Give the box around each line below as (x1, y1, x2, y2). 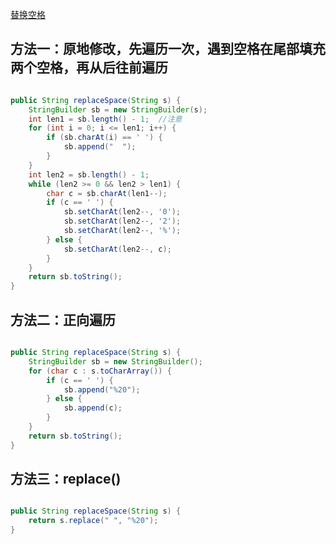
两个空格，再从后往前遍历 (10, 59, 168, 77)
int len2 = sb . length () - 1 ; (28, 169, 150, 180)
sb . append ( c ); (63, 403, 123, 413)
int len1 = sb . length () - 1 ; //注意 (28, 114, 183, 124)
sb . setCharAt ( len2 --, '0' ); (63, 207, 182, 217)
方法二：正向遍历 (10, 311, 116, 328)
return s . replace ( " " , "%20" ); (28, 516, 159, 526)
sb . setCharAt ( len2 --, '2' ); (63, 216, 182, 227)
